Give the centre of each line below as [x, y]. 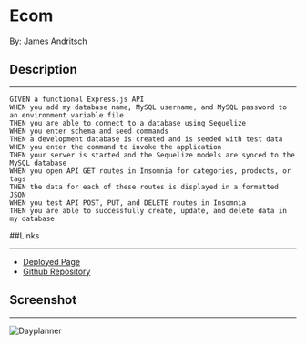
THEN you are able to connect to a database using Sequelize [128, 123]
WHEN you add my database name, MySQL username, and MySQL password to [148, 107]
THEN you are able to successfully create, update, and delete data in [148, 210]
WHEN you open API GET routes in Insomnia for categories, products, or [150, 171]
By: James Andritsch [49, 41]
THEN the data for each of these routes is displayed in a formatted [144, 187]
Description [43, 70]
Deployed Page [51, 261]
